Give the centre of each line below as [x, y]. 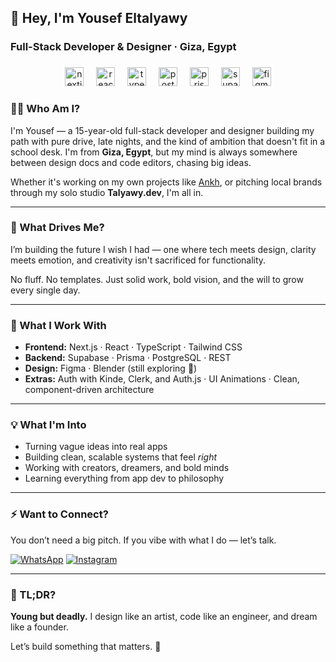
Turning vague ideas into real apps [96, 447]
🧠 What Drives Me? [57, 228]
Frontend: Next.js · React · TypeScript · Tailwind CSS [133, 347]
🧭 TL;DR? [33, 594]
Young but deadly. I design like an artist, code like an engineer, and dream [164, 617]
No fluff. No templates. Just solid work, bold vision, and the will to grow [157, 279]
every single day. [45, 290]
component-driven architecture [89, 390]
